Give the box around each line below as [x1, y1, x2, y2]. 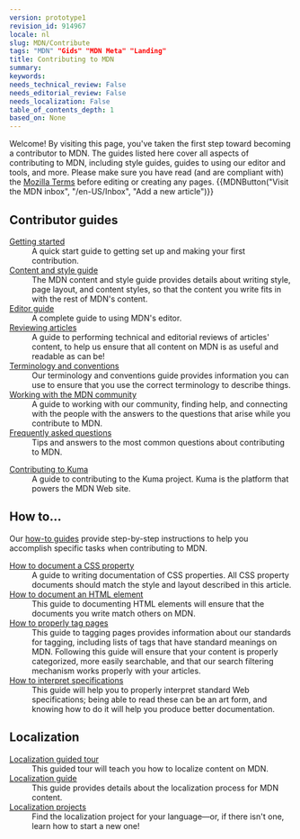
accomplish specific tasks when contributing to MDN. [9, 542, 208, 554]
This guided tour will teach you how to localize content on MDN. [31, 762, 269, 774]
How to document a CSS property [9, 560, 135, 571]
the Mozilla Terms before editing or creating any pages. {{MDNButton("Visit [9, 176, 289, 187]
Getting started [9, 236, 66, 247]
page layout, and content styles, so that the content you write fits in [31, 284, 281, 294]
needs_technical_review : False [9, 80, 127, 89]
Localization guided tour [9, 753, 100, 764]
